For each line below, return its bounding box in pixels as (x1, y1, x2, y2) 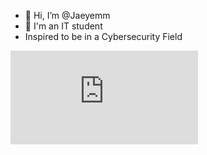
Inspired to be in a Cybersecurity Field (24, 31, 183, 42)
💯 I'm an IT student (24, 20, 103, 32)
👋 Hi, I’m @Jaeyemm (24, 10, 111, 21)
